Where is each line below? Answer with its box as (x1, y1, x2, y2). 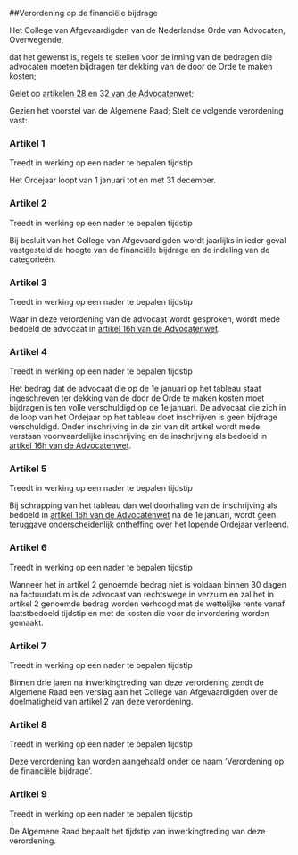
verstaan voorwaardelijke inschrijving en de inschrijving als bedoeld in (9, 431, 268, 442)
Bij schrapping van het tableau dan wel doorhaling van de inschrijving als (9, 500, 278, 511)
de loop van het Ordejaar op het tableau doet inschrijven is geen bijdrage (9, 411, 278, 423)
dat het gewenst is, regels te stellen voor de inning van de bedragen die (9, 52, 273, 62)
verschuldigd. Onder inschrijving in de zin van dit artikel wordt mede (9, 421, 261, 432)
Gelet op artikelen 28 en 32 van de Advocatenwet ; (9, 89, 195, 98)
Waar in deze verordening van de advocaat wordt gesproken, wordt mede (9, 313, 281, 325)
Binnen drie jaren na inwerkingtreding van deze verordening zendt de (9, 677, 265, 688)
